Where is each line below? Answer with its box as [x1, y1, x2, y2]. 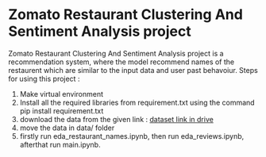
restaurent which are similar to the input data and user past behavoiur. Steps [8, 65, 258, 75]
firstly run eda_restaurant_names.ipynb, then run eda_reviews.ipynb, [19, 131, 245, 140]
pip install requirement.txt [19, 105, 104, 116]
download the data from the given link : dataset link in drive [19, 114, 214, 124]
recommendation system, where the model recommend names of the [8, 57, 235, 67]
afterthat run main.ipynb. [19, 140, 101, 149]
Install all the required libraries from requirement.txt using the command [19, 98, 256, 107]
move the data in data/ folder [19, 123, 115, 132]
